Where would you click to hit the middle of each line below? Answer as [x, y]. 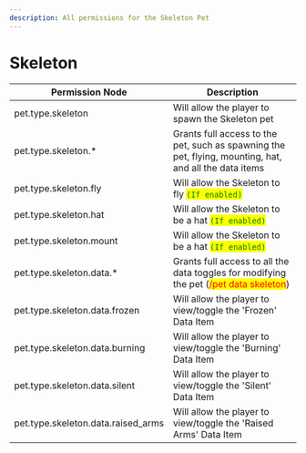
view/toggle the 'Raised [223, 423]
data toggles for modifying [229, 273]
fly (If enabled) [208, 194]
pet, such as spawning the [229, 145]
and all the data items [219, 168]
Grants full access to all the [231, 261]
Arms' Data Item [208, 434]
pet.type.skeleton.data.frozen [77, 310]
